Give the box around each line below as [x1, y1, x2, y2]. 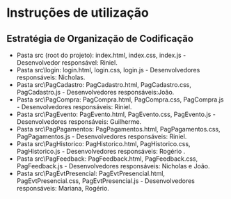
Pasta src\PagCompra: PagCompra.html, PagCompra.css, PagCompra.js [16, 95, 224, 104]
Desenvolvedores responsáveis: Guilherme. [16, 118, 142, 126]
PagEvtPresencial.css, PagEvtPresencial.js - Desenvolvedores [16, 177, 196, 185]
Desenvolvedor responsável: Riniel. [16, 58, 118, 67]
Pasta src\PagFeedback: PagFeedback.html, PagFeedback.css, [16, 154, 198, 163]
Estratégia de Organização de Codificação [6, 33, 194, 45]
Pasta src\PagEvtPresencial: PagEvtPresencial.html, [16, 169, 165, 177]
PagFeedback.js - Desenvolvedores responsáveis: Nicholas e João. [16, 162, 210, 170]
